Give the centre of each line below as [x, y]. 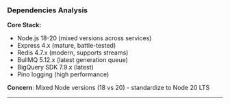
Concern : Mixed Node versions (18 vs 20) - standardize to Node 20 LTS [108, 88]
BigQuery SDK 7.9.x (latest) [55, 67]
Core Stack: [24, 25]
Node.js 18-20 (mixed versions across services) [84, 38]
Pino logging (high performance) [63, 74]
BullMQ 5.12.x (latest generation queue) [73, 60]
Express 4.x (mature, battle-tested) [66, 46]
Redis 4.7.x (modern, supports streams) [73, 52]
